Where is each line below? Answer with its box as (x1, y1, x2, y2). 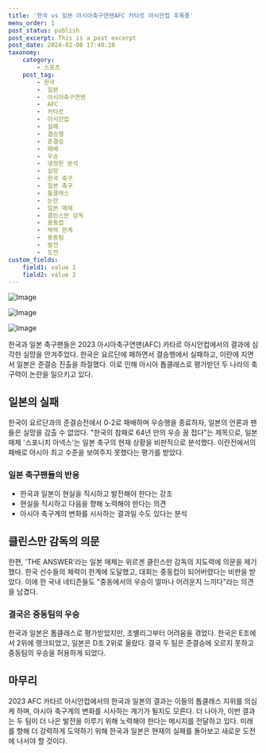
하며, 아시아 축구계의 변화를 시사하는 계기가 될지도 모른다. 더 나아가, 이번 (16, 706, 241, 716)
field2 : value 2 (22, 271, 77, 279)
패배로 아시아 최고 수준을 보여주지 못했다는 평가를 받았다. (8, 447, 184, 458)
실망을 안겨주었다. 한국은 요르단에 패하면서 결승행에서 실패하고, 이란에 (22, 349, 240, 359)
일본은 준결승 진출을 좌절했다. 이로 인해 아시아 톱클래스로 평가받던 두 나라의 (16, 360, 250, 369)
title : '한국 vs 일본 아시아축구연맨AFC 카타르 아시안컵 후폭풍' (8, 11, 194, 20)
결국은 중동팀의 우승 (8, 609, 80, 620)
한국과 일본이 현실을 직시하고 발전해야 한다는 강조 (19, 489, 173, 498)
